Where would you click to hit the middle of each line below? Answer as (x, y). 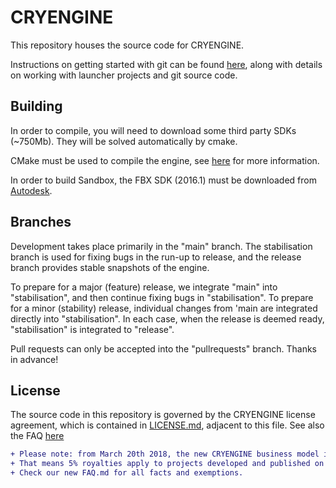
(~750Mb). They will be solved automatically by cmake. (124, 141)
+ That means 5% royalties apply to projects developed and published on (167, 464)
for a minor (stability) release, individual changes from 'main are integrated (164, 308)
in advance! (34, 359)
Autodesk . (31, 190)
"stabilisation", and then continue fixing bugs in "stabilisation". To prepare (162, 297)
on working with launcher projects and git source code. (124, 75)
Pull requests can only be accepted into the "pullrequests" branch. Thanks (164, 348)
